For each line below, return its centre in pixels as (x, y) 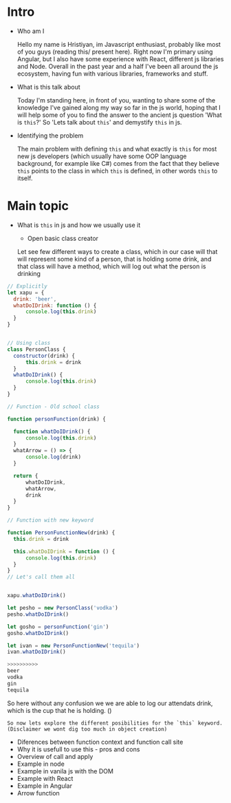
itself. (25, 178)
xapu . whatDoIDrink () (37, 596)
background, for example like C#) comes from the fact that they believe (118, 163)
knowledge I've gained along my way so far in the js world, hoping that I (119, 107)
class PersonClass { (37, 349)
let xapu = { (26, 292)
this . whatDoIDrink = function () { (64, 551)
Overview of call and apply (55, 756)
